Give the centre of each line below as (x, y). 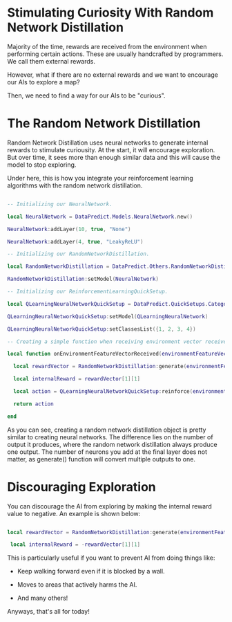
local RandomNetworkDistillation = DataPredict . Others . (89, 267)
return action (33, 404)
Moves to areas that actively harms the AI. (77, 585)
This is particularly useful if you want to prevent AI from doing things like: (111, 558)
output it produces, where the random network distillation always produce (112, 444)
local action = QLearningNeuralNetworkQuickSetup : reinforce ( (103, 392)
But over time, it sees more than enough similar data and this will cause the (114, 157)
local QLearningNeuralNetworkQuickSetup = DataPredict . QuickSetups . (108, 304)
